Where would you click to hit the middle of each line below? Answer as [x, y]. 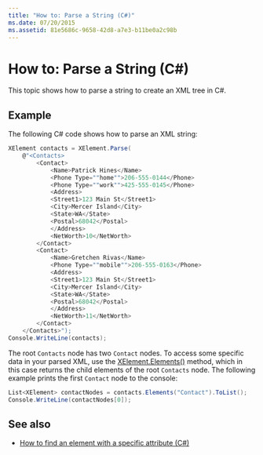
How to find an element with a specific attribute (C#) [104, 443]
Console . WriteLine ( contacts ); [58, 338]
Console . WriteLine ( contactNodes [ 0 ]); [70, 400]
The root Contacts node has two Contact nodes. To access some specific [126, 353]
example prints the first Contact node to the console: [93, 378]
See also [29, 424]
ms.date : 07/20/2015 [42, 23]
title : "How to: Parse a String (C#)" [71, 15]
